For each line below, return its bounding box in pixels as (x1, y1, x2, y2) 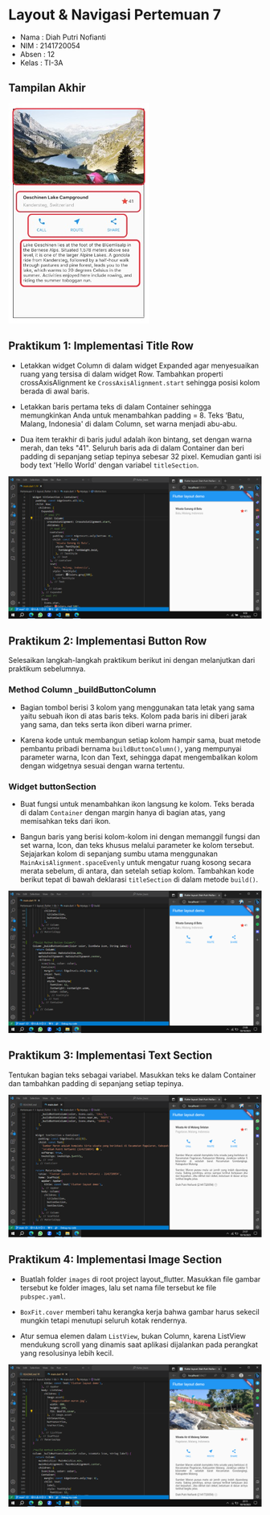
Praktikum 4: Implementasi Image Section (8, 1253, 223, 1266)
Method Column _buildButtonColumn (8, 684, 157, 695)
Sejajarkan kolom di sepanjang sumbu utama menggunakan (19, 849, 219, 858)
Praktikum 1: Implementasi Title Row (8, 340, 194, 353)
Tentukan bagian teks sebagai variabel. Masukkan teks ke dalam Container (8, 1070, 256, 1080)
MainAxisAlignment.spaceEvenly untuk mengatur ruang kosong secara (19, 857, 252, 867)
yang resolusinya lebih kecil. (19, 1348, 114, 1357)
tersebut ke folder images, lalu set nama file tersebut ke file (19, 1282, 217, 1292)
